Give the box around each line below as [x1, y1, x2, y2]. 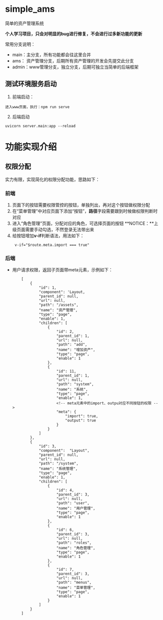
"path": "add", [56, 342, 87, 347]
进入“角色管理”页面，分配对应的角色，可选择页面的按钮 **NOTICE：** [12, 220, 154, 227]
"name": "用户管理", [56, 506, 96, 511]
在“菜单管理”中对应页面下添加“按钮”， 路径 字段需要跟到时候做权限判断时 [12, 208, 158, 214]
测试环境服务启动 [5, 80, 57, 88]
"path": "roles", [56, 540, 92, 545]
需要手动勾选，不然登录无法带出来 [25, 227, 94, 233]
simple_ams [5, 3, 55, 15]
